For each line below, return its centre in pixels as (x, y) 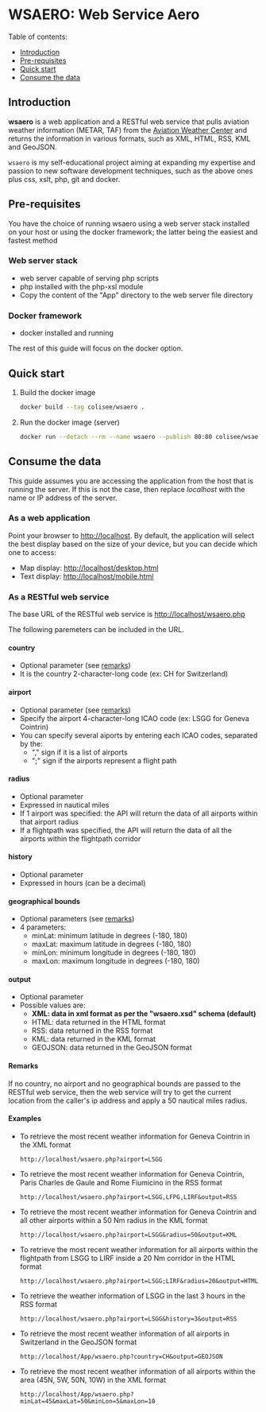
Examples (25, 1119)
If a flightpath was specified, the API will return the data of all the (126, 830)
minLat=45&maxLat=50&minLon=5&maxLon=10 (87, 1401)
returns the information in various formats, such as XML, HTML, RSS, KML (129, 138)
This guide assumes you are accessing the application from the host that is (131, 481)
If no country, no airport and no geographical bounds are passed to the (124, 1084)
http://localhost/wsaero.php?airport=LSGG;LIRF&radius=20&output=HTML (139, 1281)
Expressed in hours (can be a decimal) (83, 882)
